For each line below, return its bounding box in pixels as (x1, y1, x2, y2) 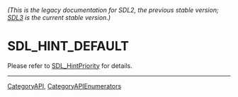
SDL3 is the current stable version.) (7, 13, 111, 21)
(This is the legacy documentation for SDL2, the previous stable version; (7, 6, 219, 14)
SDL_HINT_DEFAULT (7, 38, 130, 54)
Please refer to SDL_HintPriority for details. (7, 61, 133, 70)
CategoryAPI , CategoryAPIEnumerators (7, 81, 122, 90)
